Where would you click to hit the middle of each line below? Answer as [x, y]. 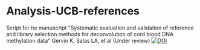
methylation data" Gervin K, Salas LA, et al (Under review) [78, 40]
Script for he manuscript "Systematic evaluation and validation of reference [100, 28]
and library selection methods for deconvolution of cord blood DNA [90, 34]
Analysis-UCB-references [73, 11]
